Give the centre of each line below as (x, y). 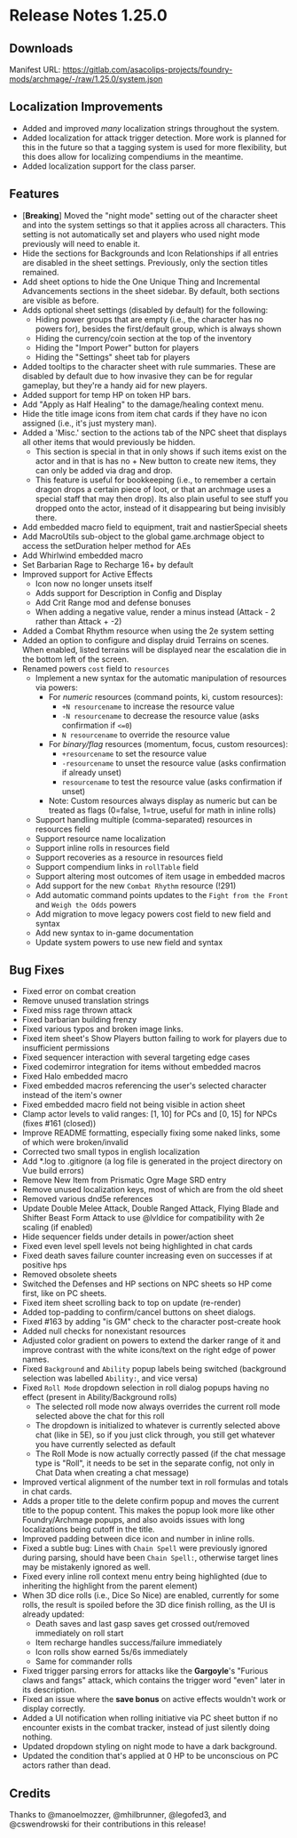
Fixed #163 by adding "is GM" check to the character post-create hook (151, 1322)
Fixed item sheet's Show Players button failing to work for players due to (154, 1038)
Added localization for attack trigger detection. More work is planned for (154, 138)
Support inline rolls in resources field (102, 847)
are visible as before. (60, 300)
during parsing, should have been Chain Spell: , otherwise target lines (150, 1558)
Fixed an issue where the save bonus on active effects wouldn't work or (154, 1699)
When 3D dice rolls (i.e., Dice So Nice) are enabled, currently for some (150, 1595)
